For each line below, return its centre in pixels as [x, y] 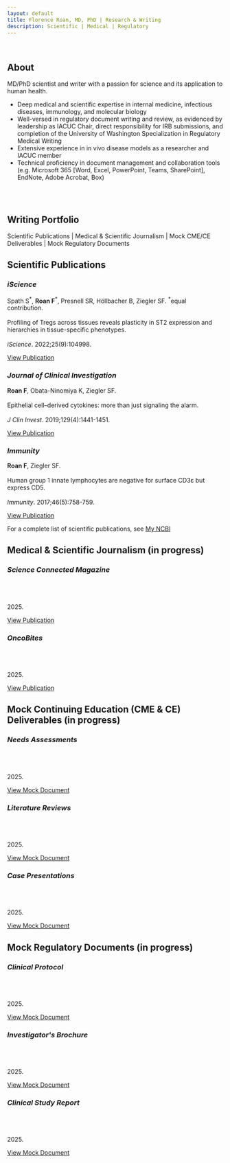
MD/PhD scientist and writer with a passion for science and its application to [115, 84]
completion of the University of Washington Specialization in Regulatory [119, 134]
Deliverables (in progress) [64, 721]
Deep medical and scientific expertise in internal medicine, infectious [115, 104]
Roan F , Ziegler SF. [34, 465]
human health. [27, 91]
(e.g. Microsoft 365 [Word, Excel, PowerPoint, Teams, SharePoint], [111, 170]
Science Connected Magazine [59, 570]
